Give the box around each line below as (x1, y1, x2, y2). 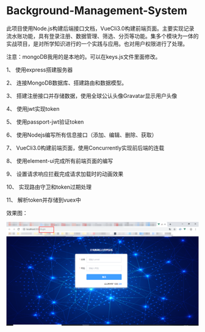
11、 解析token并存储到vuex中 (6, 196, 81, 203)
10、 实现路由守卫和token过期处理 (6, 183, 92, 191)
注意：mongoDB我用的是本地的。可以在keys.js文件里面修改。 (6, 53, 161, 60)
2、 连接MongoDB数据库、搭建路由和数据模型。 (6, 79, 128, 86)
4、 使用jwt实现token (6, 105, 60, 112)
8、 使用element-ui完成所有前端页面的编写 (6, 157, 113, 164)
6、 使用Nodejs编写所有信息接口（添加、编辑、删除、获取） (6, 131, 157, 138)
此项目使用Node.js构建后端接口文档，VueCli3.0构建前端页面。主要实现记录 (6, 25, 195, 32)
